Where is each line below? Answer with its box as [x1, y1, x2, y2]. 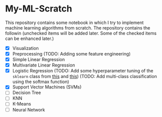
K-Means [12, 101, 31, 107]
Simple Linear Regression [12, 56, 65, 62]
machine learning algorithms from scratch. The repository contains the [5, 24, 151, 30]
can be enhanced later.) [5, 35, 54, 41]
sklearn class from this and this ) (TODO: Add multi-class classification [12, 73, 157, 79]
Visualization [12, 45, 39, 51]
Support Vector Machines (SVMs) [12, 84, 82, 90]
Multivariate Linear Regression [12, 62, 75, 68]
